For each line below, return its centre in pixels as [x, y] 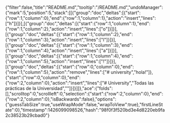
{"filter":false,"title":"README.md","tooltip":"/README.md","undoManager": [84, 7]
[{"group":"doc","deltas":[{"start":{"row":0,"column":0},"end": [70, 67]
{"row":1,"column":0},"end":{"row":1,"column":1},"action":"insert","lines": [81, 18]
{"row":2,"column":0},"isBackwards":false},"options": [61, 99]
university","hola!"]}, [132, 72]
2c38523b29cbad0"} [27, 115]
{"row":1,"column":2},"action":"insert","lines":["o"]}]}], [61, 29]
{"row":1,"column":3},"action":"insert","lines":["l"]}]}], [61, 40]
